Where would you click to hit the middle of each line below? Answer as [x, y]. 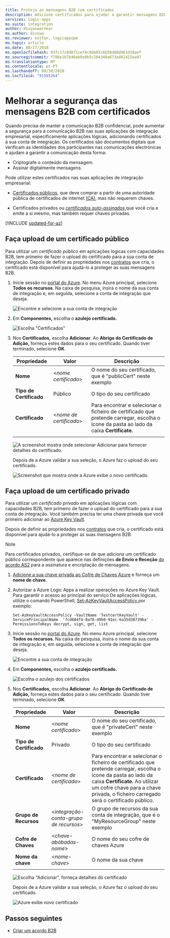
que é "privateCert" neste [122, 727]
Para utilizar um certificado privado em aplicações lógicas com [71, 503]
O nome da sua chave [118, 860]
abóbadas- [65, 842]
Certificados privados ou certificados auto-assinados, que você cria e [85, 208]
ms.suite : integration [29, 24]
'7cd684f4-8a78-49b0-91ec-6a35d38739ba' [106, 620]
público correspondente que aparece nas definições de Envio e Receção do [85, 559]
